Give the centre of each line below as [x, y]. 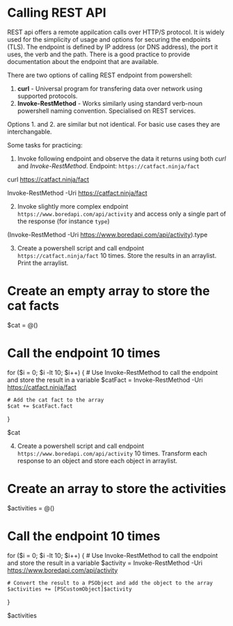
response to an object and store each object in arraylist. [97, 460]
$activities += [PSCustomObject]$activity [70, 589]
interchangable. [30, 131]
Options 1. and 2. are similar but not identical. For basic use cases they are [114, 124]
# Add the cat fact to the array [56, 400]
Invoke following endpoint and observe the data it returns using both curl [122, 159]
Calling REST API [57, 13]
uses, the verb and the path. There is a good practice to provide [99, 54]
